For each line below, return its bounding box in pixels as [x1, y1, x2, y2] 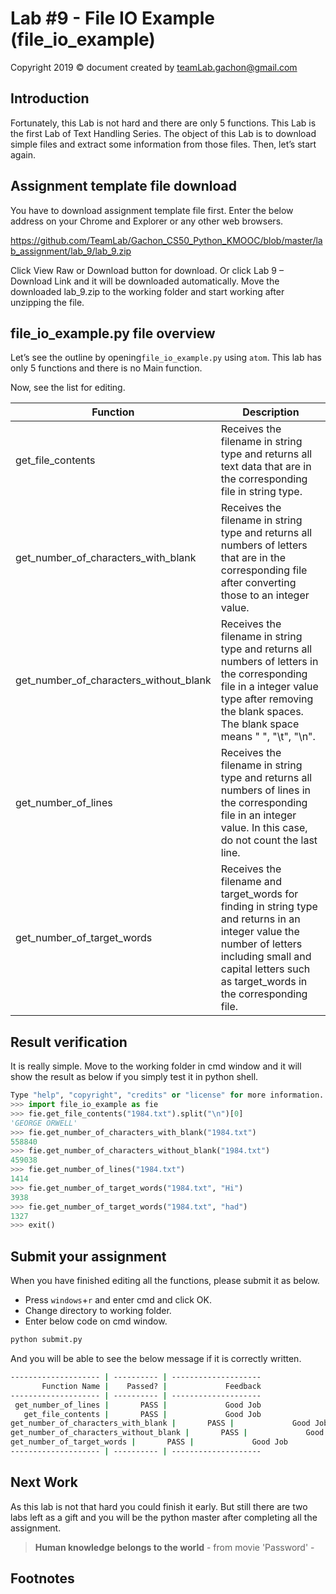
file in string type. [220, 485, 303, 499]
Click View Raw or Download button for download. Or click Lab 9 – [10, 264, 284, 276]
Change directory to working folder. [24, 1305, 172, 1317]
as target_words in [220, 975, 308, 989]
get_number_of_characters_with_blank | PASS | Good [10, 1418, 311, 1429]
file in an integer [220, 808, 297, 822]
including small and [220, 950, 312, 964]
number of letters [220, 937, 303, 951]
